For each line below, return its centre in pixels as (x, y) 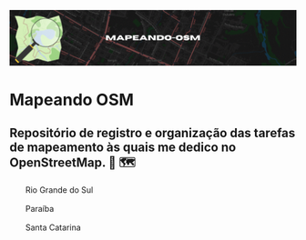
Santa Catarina (53, 227)
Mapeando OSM (72, 100)
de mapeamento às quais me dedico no (123, 148)
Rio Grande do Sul (59, 190)
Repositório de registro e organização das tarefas (153, 133)
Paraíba (40, 209)
